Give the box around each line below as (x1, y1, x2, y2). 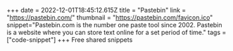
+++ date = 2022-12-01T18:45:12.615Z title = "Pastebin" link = (6, 6, 187, 14)
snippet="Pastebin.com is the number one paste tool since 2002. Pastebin (6, 21, 222, 29)
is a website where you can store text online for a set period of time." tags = (6, 28, 227, 36)
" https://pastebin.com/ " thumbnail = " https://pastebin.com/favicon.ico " (6, 13, 213, 22)
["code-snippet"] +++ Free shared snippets (6, 36, 133, 44)
